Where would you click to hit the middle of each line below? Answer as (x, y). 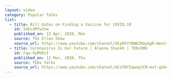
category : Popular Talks (31, 15)
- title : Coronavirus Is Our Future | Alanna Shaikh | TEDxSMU (78, 48)
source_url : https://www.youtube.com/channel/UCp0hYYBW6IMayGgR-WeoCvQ (92, 44)
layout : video (20, 10)
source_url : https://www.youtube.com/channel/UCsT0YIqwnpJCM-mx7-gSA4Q (92, 67)
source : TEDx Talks (35, 63)
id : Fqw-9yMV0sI (32, 53)
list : (11, 19)
